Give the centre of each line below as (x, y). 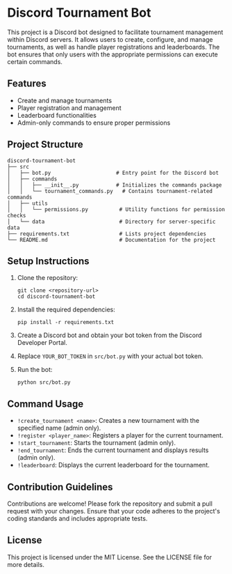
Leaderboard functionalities (57, 115)
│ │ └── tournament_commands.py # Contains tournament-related (110, 191)
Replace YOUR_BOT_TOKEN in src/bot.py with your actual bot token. (110, 356)
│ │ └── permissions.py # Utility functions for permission (116, 209)
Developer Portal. (42, 343)
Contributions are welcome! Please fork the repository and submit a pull (110, 504)
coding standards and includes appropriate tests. (77, 518)
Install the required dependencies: (66, 310)
